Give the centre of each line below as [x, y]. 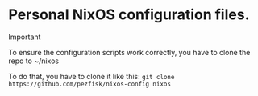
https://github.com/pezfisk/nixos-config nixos [90, 84]
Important [25, 37]
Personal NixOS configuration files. [129, 15]
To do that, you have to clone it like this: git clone [92, 76]
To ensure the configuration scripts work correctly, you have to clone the [129, 52]
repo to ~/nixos [33, 61]
